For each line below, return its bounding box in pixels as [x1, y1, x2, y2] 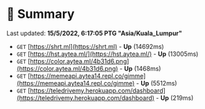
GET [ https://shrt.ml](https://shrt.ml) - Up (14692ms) [16, 42, 164, 50]
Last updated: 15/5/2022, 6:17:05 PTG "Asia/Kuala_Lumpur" [6, 29, 183, 37]
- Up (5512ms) [136, 79, 177, 87]
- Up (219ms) [156, 93, 194, 102]
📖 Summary [6, 6, 75, 22]
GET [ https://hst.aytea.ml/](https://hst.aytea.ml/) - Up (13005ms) [16, 50, 199, 58]
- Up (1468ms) [119, 64, 161, 72]
